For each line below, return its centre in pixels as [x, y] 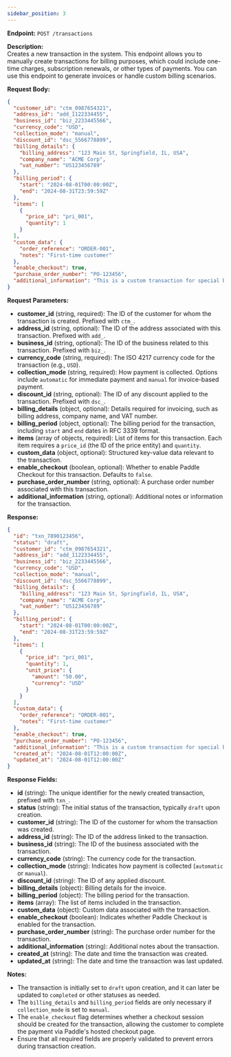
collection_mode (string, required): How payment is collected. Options [117, 372]
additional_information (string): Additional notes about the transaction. [118, 946]
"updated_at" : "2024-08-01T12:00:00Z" [69, 760]
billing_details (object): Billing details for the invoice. [92, 888]
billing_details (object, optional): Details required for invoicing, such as [118, 408]
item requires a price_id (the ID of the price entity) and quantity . [109, 445]
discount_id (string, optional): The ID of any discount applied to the [112, 394]
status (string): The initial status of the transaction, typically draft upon [119, 808]
